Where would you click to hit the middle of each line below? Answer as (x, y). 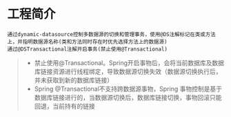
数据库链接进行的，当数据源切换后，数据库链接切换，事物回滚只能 (128, 97)
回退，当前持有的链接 (64, 106)
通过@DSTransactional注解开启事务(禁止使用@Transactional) (87, 49)
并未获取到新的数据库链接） (74, 80)
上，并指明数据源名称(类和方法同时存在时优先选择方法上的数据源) (87, 42)
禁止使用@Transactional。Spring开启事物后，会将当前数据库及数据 (129, 62)
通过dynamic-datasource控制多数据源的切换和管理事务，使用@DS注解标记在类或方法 (111, 34)
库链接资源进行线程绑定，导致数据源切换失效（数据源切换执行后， (128, 71)
